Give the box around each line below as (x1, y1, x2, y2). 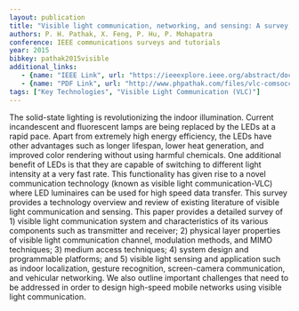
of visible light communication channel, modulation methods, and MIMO (9, 235, 273, 245)
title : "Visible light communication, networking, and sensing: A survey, (9, 21, 293, 30)
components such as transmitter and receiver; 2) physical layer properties (9, 225, 281, 235)
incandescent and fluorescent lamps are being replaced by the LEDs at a (9, 121, 276, 132)
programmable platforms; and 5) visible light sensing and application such (9, 253, 281, 264)
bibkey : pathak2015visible (9, 54, 109, 63)
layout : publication (9, 12, 86, 22)
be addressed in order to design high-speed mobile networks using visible (9, 282, 282, 292)
